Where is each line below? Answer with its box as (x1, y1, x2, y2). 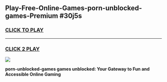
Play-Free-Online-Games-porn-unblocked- (5, 4, 143, 12)
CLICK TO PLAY (5, 27, 44, 34)
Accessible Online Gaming (5, 71, 61, 77)
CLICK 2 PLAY (5, 45, 40, 52)
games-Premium (5, 12, 58, 20)
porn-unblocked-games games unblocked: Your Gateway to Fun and (5, 66, 150, 72)
